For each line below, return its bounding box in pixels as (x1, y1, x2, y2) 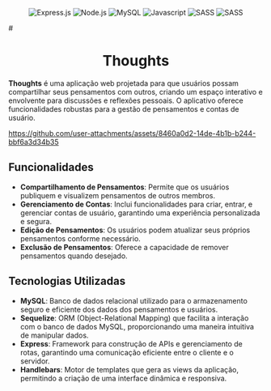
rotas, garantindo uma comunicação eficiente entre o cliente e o (19, 347, 235, 357)
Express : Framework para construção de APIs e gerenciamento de (19, 338, 243, 348)
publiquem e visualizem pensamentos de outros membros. (19, 190, 216, 200)
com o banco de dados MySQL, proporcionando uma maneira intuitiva (19, 321, 255, 331)
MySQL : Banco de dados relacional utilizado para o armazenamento (19, 295, 248, 305)
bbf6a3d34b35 (8, 137, 59, 147)
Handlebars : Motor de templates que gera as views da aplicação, (19, 364, 239, 374)
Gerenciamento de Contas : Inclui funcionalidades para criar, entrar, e (19, 199, 253, 209)
